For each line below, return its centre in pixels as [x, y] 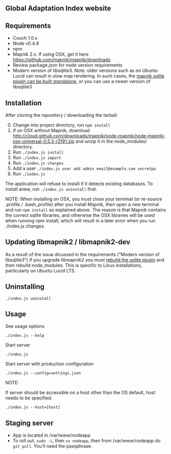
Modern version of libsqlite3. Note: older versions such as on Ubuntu [85, 70]
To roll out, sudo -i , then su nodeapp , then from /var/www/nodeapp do [87, 441]
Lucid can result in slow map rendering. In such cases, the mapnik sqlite [89, 76]
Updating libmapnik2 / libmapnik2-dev [68, 242]
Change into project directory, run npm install [62, 125]
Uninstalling [25, 287]
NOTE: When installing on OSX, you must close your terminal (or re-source [84, 199]
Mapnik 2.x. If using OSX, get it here [51, 54]
